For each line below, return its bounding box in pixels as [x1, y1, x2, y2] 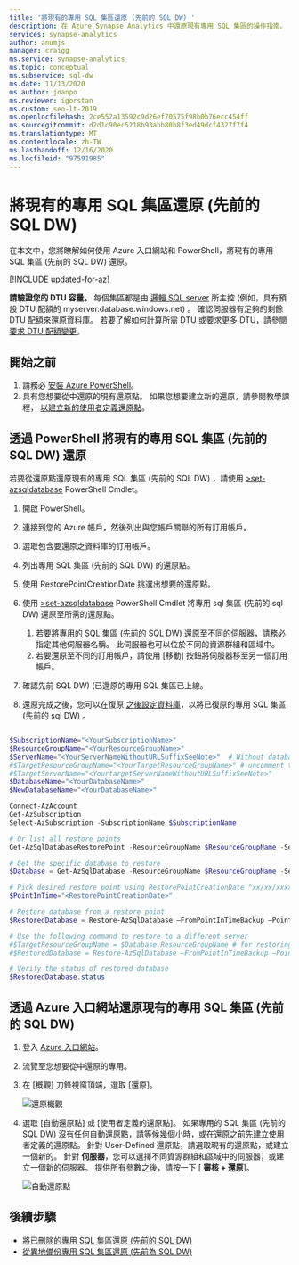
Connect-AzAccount [9, 801, 77, 811]
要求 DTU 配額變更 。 [9, 326, 85, 337]
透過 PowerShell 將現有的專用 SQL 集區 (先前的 [9, 431, 268, 446]
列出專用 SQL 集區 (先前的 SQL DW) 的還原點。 [21, 560, 195, 571]
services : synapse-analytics [9, 29, 117, 38]
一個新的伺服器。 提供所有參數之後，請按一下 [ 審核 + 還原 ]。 [29, 1162, 255, 1172]
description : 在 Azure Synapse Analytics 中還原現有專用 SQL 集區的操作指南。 [9, 21, 287, 30]
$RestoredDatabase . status [9, 973, 105, 982]
